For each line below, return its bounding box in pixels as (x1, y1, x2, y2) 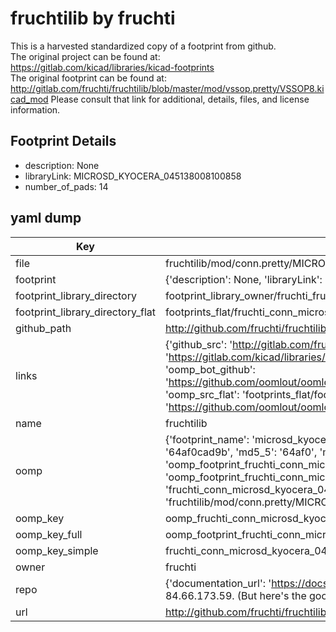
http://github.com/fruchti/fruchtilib (164, 605, 327, 619)
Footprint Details (10, 133, 117, 150)
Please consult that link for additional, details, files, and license (50, 93, 310, 105)
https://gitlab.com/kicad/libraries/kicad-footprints (10, 61, 215, 73)
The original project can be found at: (10, 50, 161, 62)
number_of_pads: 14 (24, 180, 109, 192)
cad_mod (10, 93, 49, 105)
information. (10, 103, 61, 116)
